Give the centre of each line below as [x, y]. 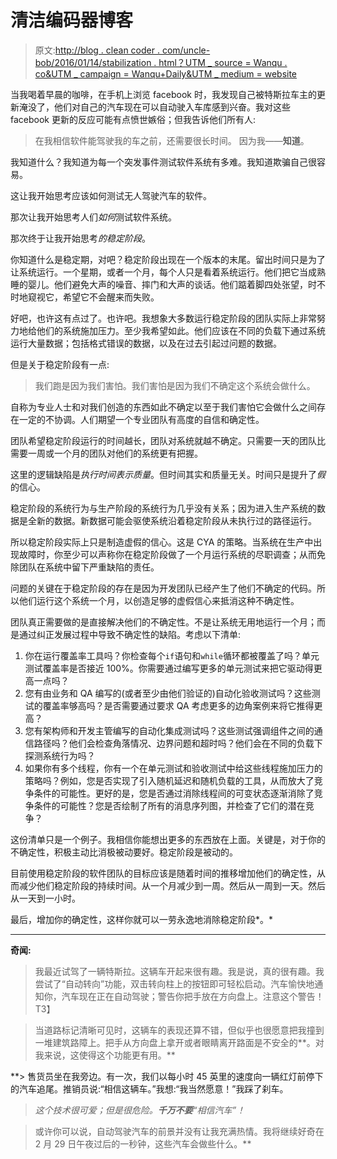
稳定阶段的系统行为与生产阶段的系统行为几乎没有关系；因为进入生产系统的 [163, 508]
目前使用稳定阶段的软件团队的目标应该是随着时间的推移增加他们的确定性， [163, 873]
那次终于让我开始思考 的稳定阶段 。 [80, 238]
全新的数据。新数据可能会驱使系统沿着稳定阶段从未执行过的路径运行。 [172, 520]
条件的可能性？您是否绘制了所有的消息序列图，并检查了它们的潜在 [169, 805]
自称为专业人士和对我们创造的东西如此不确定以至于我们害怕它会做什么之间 [163, 407]
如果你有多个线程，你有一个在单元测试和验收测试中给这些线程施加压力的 [173, 768]
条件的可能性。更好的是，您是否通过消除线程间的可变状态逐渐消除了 [174, 793]
